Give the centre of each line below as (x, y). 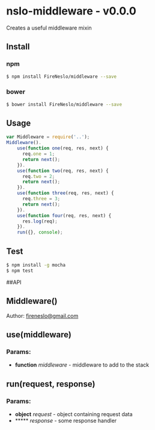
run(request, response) (51, 384)
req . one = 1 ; (38, 154)
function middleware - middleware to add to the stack (82, 365)
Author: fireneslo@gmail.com (42, 315)
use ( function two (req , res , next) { (63, 171)
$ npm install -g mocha (36, 265)
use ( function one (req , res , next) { (63, 148)
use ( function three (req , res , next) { (65, 193)
